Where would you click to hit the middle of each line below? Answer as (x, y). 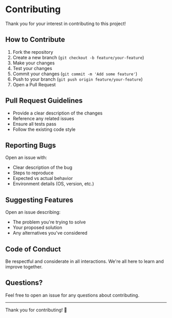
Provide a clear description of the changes (58, 113)
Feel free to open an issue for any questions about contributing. (72, 295)
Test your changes (32, 68)
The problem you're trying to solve (49, 222)
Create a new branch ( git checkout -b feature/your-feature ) (78, 57)
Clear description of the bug (42, 168)
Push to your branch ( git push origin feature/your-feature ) (78, 79)
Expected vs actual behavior (43, 178)
